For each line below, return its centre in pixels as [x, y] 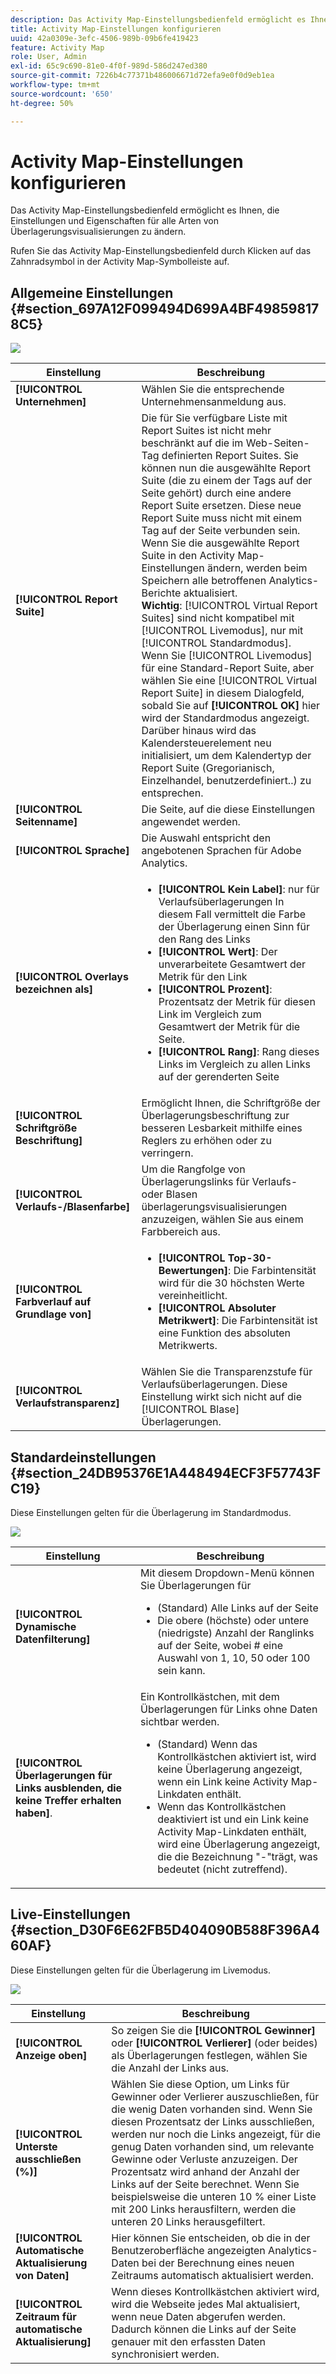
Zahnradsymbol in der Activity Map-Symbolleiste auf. [120, 262]
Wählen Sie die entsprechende [213, 389]
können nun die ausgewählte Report [226, 468]
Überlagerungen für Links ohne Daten [229, 1709]
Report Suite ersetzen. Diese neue [221, 506]
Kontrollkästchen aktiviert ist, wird [237, 1757]
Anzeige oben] [51, 2055]
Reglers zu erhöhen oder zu [206, 1141]
